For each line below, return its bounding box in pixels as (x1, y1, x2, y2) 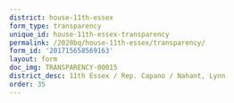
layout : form (9, 55, 58, 64)
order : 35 (9, 80, 46, 89)
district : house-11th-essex (9, 13, 114, 22)
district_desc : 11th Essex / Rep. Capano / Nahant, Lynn (9, 72, 226, 81)
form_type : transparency (9, 21, 102, 30)
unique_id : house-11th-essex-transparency (9, 30, 170, 39)
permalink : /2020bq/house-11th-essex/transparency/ (9, 38, 205, 47)
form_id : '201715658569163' (9, 47, 114, 56)
